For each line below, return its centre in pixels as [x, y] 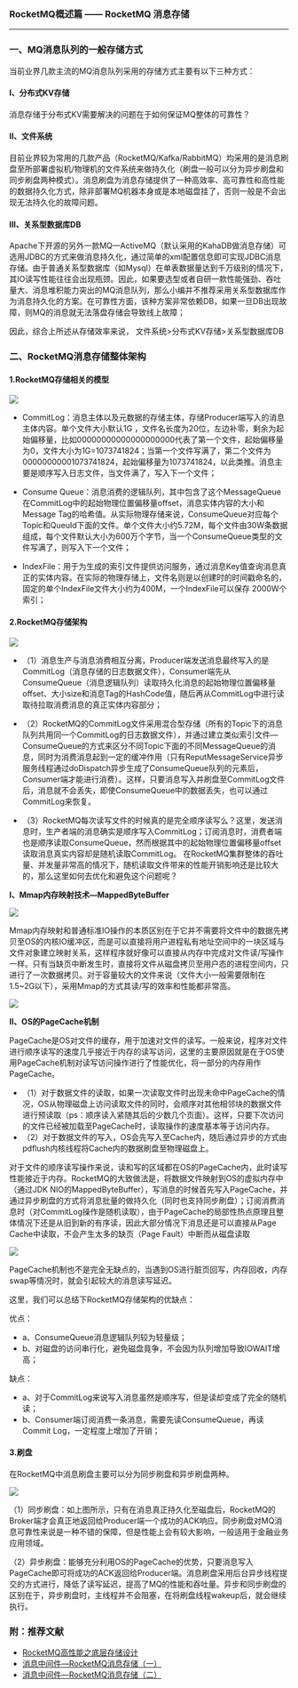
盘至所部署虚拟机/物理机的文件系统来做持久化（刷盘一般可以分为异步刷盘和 [147, 169]
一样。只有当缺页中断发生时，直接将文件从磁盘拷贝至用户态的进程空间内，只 [149, 963]
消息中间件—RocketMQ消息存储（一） [92, 1664]
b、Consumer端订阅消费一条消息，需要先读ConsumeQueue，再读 [143, 1419]
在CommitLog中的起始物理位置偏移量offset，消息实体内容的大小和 [143, 503]
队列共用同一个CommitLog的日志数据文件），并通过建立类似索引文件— [150, 735]
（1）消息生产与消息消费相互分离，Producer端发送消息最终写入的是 [145, 660]
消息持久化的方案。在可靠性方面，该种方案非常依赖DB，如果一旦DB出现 [148, 301]
